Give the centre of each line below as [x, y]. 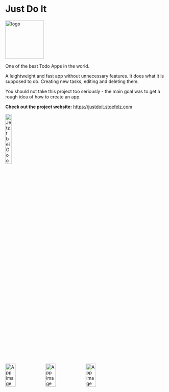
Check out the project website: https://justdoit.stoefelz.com [69, 107]
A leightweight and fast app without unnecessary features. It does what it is [85, 76]
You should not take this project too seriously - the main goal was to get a [83, 91]
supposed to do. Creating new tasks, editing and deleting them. [72, 81]
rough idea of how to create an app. [43, 97]
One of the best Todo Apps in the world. [47, 66]
